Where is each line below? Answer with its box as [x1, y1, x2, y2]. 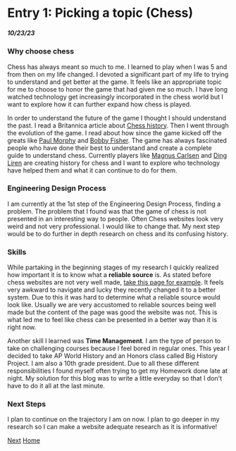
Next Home [7, 436, 41, 445]
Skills [7, 247, 27, 257]
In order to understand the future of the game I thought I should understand [7, 113, 227, 122]
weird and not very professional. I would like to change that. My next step [7, 222, 221, 230]
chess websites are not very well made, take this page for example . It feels [7, 278, 224, 287]
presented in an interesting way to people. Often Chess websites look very [7, 214, 224, 223]
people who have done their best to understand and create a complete [7, 143, 213, 152]
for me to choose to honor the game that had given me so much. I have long [7, 85, 228, 93]
